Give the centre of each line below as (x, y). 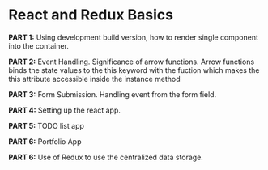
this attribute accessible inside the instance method (94, 79)
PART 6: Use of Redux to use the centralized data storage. (106, 157)
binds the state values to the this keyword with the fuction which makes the (134, 70)
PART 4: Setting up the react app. (65, 110)
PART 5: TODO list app (47, 125)
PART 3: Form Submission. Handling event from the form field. (113, 94)
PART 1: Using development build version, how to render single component (134, 37)
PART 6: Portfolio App (45, 141)
